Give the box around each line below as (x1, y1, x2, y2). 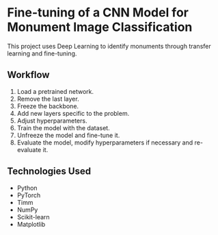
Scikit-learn (16, 212, 50, 221)
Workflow (7, 69, 50, 81)
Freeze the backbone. (16, 101, 79, 110)
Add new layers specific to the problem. (16, 109, 130, 117)
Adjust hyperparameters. (16, 116, 87, 125)
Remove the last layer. (16, 95, 80, 103)
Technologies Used (7, 166, 91, 177)
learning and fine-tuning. (7, 49, 77, 58)
